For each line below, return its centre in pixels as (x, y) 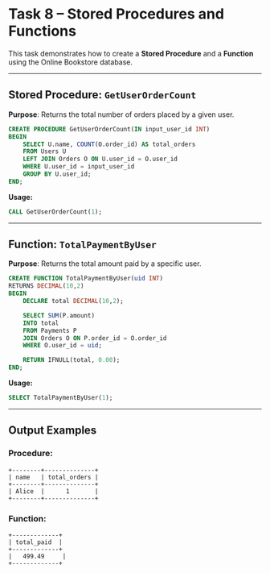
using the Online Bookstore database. (71, 62)
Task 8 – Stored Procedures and (117, 14)
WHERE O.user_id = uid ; (63, 346)
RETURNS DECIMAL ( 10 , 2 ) (46, 286)
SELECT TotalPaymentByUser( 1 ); (61, 398)
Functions (42, 31)
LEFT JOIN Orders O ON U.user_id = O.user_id (100, 159)
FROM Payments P (50, 330)
